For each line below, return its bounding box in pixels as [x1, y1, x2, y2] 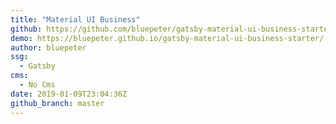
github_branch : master [10, 98, 105, 108]
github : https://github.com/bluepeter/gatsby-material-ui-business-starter [10, 24, 333, 34]
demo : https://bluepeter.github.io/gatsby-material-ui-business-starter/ [10, 33, 325, 43]
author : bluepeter [10, 42, 87, 53]
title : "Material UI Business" [10, 14, 141, 25]
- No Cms [19, 80, 56, 90]
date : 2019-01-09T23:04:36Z [10, 89, 128, 99]
